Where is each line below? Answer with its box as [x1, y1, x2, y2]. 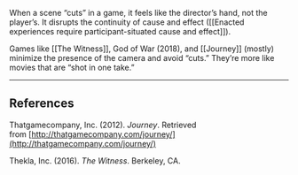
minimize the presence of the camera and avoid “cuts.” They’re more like [9, 53, 275, 63]
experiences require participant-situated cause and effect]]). [9, 27, 231, 36]
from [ [9, 128, 32, 140]
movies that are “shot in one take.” [9, 62, 135, 72]
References [9, 96, 74, 111]
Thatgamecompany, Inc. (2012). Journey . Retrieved [9, 119, 197, 130]
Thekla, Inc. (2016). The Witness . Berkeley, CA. [9, 155, 182, 166]
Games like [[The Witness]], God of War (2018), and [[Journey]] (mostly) [9, 43, 275, 54]
